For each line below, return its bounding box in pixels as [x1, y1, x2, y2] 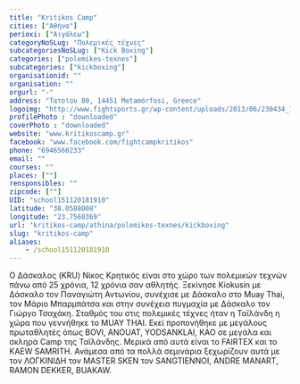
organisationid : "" [9, 71, 82, 80]
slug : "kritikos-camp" [9, 229, 94, 238]
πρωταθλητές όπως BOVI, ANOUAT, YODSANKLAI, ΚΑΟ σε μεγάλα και [9, 327, 272, 338]
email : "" [9, 154, 46, 163]
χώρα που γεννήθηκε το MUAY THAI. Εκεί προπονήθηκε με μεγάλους [9, 318, 268, 329]
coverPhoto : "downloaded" [9, 121, 110, 130]
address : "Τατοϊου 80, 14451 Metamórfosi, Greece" [9, 96, 202, 105]
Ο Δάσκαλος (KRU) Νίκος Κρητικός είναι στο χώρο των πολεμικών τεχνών [9, 270, 287, 281]
